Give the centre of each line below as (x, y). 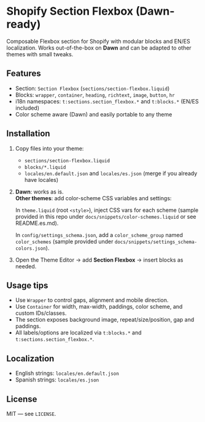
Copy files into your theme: (49, 148)
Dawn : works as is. (39, 192)
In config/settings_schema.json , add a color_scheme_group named (99, 235)
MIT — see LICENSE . (31, 414)
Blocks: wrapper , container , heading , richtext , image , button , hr (95, 95)
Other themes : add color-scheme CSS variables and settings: (93, 198)
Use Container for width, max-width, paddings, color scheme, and (99, 307)
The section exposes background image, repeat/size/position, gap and (105, 320)
